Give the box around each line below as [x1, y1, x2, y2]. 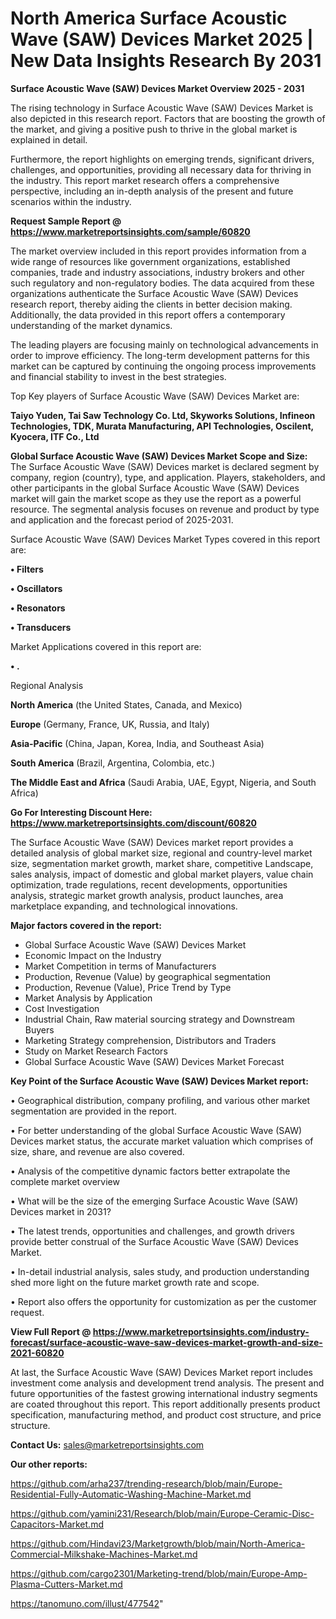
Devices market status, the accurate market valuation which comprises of [10, 1135, 314, 1147]
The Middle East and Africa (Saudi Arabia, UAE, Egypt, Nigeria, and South [10, 776, 317, 788]
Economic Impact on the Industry [24, 949, 162, 961]
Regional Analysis [10, 679, 84, 691]
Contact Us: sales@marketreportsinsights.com [10, 1438, 205, 1451]
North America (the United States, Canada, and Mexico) [10, 698, 243, 711]
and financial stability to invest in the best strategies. [10, 370, 227, 382]
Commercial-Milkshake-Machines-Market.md [10, 1548, 198, 1560]
